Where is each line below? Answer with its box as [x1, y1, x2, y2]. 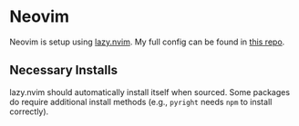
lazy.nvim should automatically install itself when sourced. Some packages [9, 86, 290, 97]
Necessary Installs [9, 63, 119, 78]
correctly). [9, 106, 49, 117]
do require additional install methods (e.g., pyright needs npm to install [9, 96, 273, 107]
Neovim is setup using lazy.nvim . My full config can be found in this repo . [9, 36, 285, 47]
